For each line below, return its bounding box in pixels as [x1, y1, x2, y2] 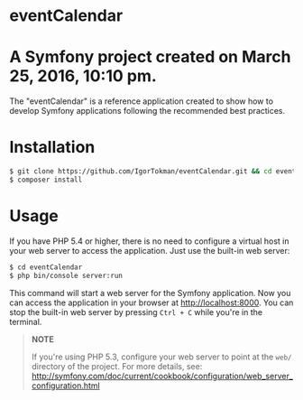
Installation [9, 137, 96, 158]
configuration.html [31, 380, 101, 391]
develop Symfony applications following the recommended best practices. [9, 106, 286, 116]
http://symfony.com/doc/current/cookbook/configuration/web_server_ [31, 370, 293, 381]
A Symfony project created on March [9, 47, 291, 68]
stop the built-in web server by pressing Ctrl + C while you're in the [9, 306, 263, 317]
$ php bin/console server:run [9, 271, 124, 280]
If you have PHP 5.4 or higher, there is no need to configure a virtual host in [9, 236, 289, 247]
